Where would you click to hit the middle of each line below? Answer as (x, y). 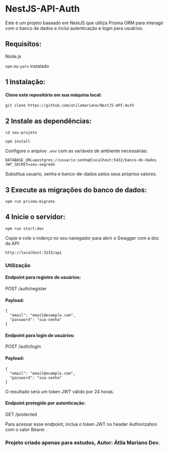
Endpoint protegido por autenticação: (45, 403)
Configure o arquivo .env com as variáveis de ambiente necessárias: (76, 151)
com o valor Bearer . (26, 429)
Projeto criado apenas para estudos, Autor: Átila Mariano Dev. (83, 442)
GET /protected (21, 414)
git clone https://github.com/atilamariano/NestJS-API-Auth (70, 106)
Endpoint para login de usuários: (40, 335)
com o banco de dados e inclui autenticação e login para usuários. (74, 28)
